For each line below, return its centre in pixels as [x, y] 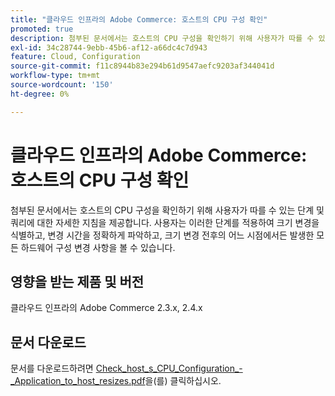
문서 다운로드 [48, 342]
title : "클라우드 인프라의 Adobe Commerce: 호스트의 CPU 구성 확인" [139, 19]
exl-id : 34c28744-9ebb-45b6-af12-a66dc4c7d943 [109, 47]
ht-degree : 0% [40, 94]
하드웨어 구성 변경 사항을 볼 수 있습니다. [98, 247]
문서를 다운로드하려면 [52, 368]
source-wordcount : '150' [62, 85]
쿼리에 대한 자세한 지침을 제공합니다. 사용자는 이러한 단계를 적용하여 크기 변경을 [165, 222]
